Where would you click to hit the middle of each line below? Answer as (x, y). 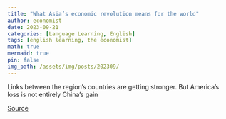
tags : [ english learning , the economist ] (70, 40)
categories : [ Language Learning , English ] (71, 34)
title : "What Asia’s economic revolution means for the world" (103, 14)
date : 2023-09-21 (33, 27)
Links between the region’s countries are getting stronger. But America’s (113, 86)
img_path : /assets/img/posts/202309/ (63, 67)
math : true (24, 47)
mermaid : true (29, 54)
